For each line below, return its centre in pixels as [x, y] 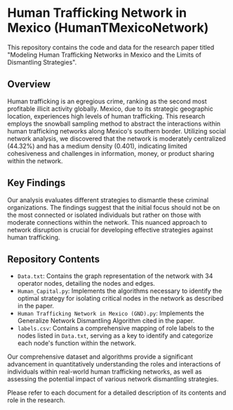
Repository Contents [54, 259]
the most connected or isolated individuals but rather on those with [104, 215]
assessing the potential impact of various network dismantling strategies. [113, 379]
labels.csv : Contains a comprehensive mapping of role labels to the [116, 329]
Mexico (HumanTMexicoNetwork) [108, 28]
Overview [29, 85]
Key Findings [36, 183]
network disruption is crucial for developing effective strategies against [110, 230]
